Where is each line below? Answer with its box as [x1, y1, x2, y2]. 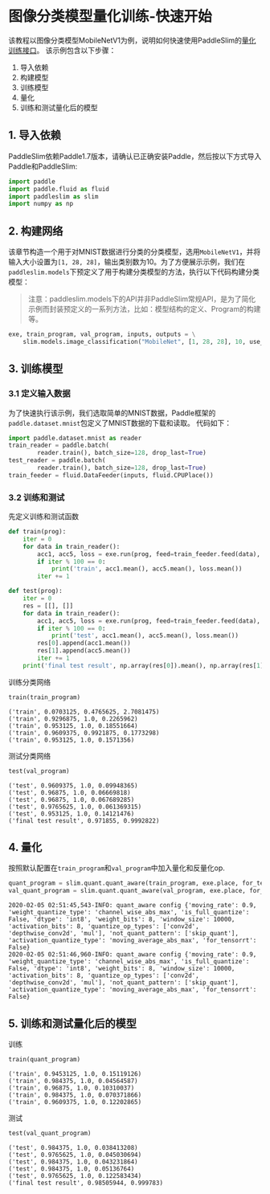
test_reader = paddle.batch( [8, 456, 106, 464]
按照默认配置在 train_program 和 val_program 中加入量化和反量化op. [8, 863, 225, 873]
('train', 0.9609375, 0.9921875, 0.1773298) [8, 729, 160, 737]
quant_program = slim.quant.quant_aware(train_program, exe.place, [8, 879, 239, 888]
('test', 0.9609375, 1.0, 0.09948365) [8, 781, 138, 790]
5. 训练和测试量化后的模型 [8, 1016, 137, 1030]
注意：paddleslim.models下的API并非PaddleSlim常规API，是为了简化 [27, 294, 256, 304]
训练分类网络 [8, 677, 51, 687]
